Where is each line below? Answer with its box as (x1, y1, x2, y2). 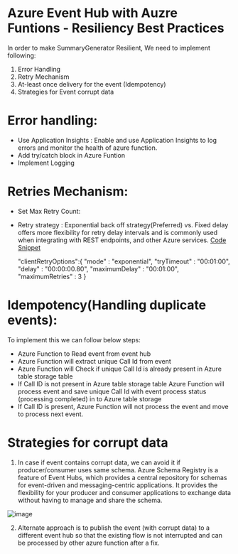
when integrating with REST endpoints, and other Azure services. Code (17, 236, 227, 244)
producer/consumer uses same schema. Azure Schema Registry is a (17, 465, 219, 474)
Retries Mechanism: (7, 183, 129, 200)
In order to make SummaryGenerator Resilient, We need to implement (7, 43, 211, 52)
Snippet (17, 243, 41, 251)
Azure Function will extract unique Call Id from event (17, 357, 172, 365)
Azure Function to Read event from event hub (17, 349, 151, 358)
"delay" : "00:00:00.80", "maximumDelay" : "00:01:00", (17, 264, 179, 273)
